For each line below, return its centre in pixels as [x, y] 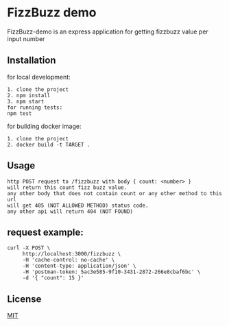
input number [26, 38]
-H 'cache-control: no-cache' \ [69, 260]
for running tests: [35, 108]
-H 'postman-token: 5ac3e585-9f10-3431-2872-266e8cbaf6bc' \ [111, 272]
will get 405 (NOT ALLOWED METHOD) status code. [78, 205]
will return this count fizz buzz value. [67, 187]
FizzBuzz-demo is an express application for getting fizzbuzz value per [108, 32]
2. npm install [29, 95]
